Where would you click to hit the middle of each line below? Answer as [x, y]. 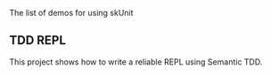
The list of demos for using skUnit [71, 13]
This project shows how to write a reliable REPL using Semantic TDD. [136, 62]
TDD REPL [38, 40]
